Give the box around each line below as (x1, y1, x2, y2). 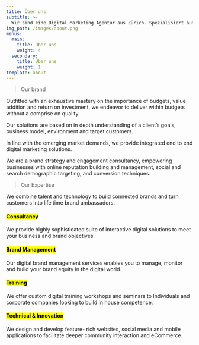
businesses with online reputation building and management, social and (6, 164, 181, 171)
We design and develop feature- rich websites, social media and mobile (6, 325, 181, 333)
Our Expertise (20, 181, 54, 189)
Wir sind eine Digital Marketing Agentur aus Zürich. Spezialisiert (11, 20, 184, 26)
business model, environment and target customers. (6, 128, 134, 135)
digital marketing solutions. (6, 146, 72, 153)
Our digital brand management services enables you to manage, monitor (6, 259, 183, 266)
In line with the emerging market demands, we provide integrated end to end (6, 139, 193, 146)
